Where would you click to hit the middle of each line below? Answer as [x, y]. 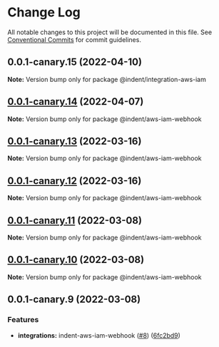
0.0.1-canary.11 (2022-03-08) [75, 221]
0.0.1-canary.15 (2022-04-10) [75, 62]
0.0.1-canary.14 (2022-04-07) [76, 102]
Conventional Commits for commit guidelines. [74, 39]
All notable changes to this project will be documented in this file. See [110, 32]
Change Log [44, 12]
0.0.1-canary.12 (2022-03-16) [75, 181]
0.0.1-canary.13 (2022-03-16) [75, 141]
